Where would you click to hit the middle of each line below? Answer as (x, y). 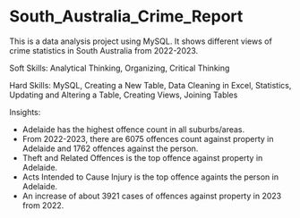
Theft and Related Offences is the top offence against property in (142, 157)
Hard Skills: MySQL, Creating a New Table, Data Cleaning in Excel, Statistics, (150, 85)
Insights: (25, 112)
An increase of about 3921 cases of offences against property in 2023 (152, 196)
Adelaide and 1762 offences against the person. (110, 148)
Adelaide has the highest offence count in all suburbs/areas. (133, 129)
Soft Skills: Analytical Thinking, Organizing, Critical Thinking (120, 68)
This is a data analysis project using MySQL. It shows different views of (141, 41)
